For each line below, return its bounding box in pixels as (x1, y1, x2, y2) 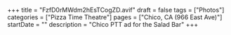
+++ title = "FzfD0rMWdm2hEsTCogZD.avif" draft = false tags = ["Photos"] (7, 6, 225, 14)
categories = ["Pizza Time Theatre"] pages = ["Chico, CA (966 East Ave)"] (7, 13, 223, 21)
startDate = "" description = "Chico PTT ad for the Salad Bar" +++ (7, 21, 199, 28)
